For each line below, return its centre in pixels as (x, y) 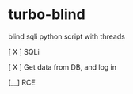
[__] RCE (22, 82)
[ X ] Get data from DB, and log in (63, 67)
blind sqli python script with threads (66, 36)
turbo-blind (47, 15)
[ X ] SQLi (24, 51)
